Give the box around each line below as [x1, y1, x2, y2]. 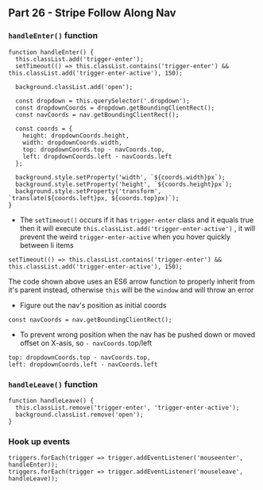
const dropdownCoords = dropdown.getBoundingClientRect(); [15, 103, 215, 112]
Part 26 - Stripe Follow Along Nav [8, 6, 176, 20]
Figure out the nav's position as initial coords [19, 300, 167, 310]
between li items [19, 240, 74, 249]
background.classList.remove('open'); [15, 411, 145, 419]
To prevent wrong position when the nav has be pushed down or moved [19, 330, 256, 339]
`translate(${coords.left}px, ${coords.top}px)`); [8, 194, 180, 202]
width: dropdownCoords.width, [22, 138, 123, 146]
